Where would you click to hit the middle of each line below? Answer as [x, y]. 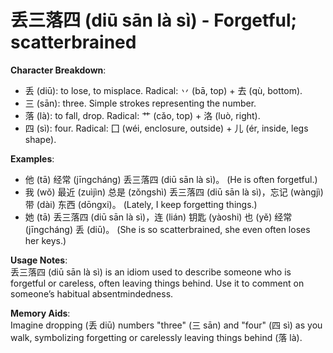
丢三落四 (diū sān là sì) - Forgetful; [154, 20]
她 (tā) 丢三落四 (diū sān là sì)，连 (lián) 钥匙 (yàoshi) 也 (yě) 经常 [158, 217]
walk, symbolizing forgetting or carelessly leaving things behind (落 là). [156, 337]
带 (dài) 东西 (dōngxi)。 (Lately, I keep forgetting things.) [141, 204]
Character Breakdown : [58, 70]
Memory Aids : [40, 313]
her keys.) [45, 240]
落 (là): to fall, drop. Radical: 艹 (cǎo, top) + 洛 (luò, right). [142, 115]
